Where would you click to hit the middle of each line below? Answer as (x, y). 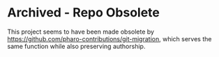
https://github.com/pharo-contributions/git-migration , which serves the (109, 38)
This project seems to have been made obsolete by (81, 32)
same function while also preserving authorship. (76, 46)
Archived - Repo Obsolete (84, 13)
